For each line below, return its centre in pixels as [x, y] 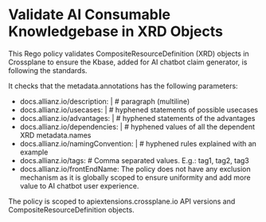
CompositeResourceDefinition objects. [71, 209]
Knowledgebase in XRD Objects [115, 31]
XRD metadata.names [55, 135]
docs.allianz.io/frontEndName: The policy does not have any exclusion [135, 169]
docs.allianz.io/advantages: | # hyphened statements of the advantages [137, 118]
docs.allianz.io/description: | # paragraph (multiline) [105, 101]
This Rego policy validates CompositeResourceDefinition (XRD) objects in [129, 53]
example [34, 152]
